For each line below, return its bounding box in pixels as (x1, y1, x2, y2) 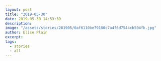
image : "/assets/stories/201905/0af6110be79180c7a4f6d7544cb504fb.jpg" (5, 26, 157, 30)
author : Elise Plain (5, 30, 48, 35)
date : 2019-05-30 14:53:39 (5, 16, 61, 21)
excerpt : (5, 35, 23, 40)
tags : (5, 39, 16, 44)
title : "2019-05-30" (5, 12, 48, 17)
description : (5, 21, 32, 26)
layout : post (5, 7, 32, 12)
